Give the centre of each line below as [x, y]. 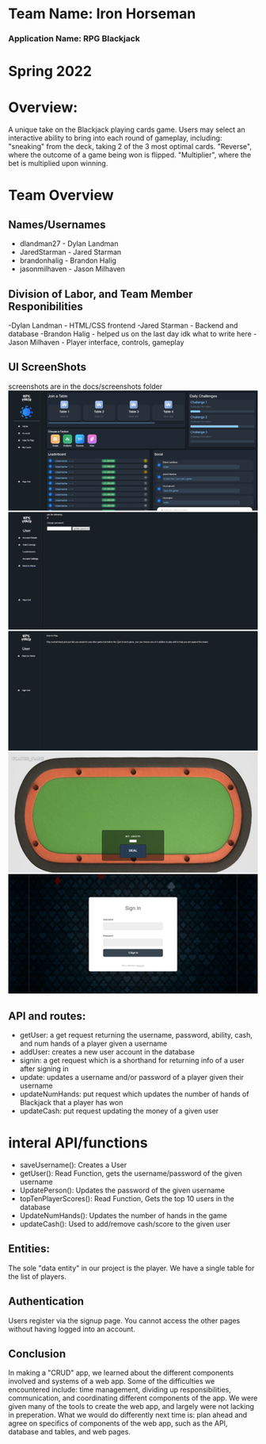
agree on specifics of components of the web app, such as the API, [118, 1423]
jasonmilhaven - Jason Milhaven [72, 269]
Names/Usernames [57, 224]
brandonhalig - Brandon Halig [68, 261]
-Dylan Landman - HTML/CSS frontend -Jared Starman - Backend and [123, 325]
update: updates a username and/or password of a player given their [131, 1077]
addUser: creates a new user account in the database [107, 1052]
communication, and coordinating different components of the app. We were [133, 1398]
